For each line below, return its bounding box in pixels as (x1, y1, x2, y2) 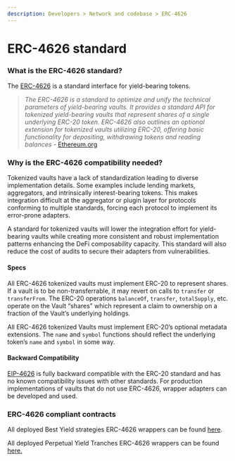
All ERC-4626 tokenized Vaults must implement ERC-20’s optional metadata (7, 322, 227, 331)
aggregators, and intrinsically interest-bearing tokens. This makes (7, 189, 198, 197)
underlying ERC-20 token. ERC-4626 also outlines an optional (24, 118, 205, 127)
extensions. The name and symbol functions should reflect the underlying (7, 330, 216, 339)
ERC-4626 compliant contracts (7, 409, 116, 419)
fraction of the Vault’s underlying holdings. (7, 309, 131, 317)
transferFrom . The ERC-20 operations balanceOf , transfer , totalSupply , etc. (7, 293, 229, 303)
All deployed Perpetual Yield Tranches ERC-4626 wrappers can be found (7, 439, 220, 448)
